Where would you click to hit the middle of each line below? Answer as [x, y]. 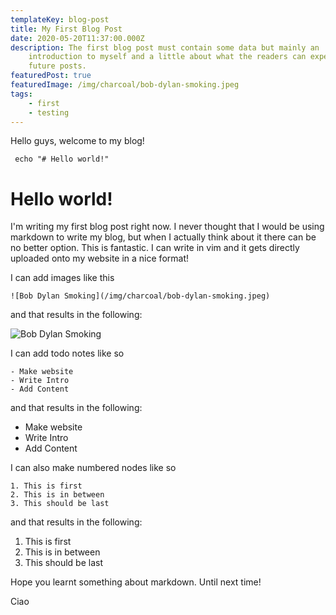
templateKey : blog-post [60, 19]
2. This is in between [57, 495]
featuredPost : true [51, 76]
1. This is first [46, 486]
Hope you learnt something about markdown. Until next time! [136, 582]
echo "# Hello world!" [62, 159]
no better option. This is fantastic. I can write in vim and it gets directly [155, 248]
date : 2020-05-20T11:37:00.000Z [77, 38]
